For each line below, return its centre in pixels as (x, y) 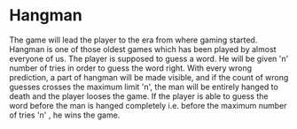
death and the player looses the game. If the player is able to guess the (139, 96)
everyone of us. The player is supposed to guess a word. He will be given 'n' (149, 58)
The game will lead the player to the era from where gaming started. (133, 40)
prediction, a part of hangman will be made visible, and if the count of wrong (149, 77)
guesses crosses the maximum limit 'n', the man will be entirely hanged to (144, 87)
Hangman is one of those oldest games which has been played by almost (143, 49)
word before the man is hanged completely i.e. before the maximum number (148, 105)
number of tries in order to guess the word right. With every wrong (131, 68)
